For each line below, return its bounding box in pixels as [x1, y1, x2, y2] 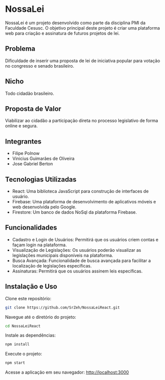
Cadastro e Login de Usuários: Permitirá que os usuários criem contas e [12, 236, 159, 242]
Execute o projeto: [5, 351, 42, 357]
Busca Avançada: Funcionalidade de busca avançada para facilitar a [12, 258, 151, 264]
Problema [5, 44, 35, 53]
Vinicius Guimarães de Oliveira [12, 155, 75, 161]
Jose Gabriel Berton [12, 161, 53, 167]
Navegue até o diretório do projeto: [5, 314, 76, 320]
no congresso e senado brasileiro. [5, 63, 74, 69]
